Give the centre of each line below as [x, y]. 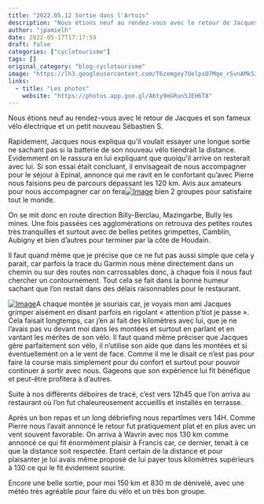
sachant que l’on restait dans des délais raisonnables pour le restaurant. [125, 289]
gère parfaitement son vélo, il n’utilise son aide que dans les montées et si [128, 345]
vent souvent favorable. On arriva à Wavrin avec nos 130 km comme [119, 435]
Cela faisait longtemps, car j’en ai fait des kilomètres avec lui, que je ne [123, 321]
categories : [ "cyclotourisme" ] [59, 52]
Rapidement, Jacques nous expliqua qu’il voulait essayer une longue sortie [129, 141]
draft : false [29, 45]
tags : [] [22, 60]
